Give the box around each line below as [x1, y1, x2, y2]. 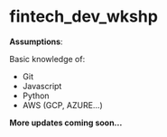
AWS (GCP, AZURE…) [22, 99, 104, 110]
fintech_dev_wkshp [9, 6, 158, 27]
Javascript [22, 80, 62, 91]
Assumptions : [9, 36, 63, 47]
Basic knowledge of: [9, 53, 86, 64]
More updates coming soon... [9, 117, 123, 128]
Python [22, 90, 50, 101]
